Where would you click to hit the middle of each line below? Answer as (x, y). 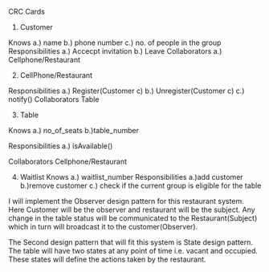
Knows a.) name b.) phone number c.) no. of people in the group (115, 43)
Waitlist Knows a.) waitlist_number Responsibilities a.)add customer (131, 177)
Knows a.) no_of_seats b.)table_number (73, 130)
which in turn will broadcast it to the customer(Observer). (103, 227)
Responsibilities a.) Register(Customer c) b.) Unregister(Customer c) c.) (126, 91)
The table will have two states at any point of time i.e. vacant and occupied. (133, 251)
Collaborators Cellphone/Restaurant (67, 161)
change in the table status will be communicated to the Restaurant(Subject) (133, 218)
